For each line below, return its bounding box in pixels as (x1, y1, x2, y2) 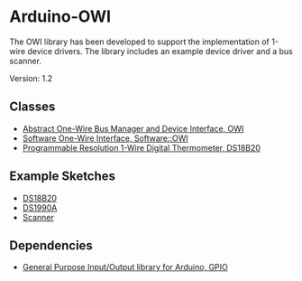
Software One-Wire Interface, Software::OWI (22, 133, 189, 144)
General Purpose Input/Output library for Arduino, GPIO (22, 262, 228, 273)
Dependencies (9, 238, 93, 253)
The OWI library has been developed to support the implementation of (9, 36, 270, 47)
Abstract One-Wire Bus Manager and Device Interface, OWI (22, 123, 244, 134)
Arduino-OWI (9, 6, 111, 27)
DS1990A (22, 201, 58, 213)
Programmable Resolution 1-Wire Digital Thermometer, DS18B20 (22, 142, 261, 153)
